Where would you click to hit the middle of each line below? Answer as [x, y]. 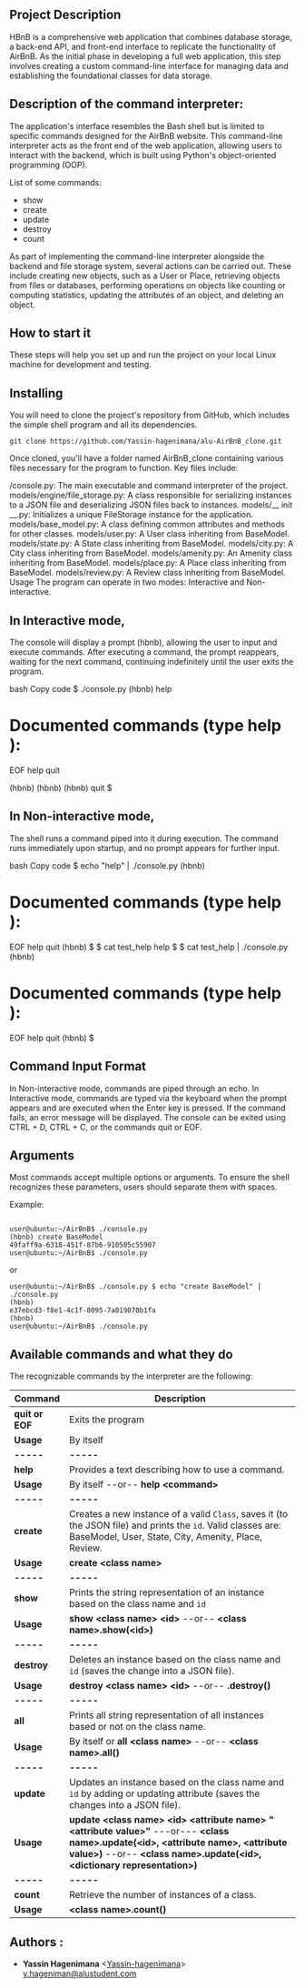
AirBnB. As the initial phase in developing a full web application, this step [145, 56]
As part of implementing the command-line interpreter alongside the [137, 256]
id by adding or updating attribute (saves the [165, 1793]
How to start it [50, 333]
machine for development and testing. [80, 365]
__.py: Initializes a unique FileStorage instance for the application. [132, 515]
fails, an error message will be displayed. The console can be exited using [148, 1117]
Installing [36, 393]
